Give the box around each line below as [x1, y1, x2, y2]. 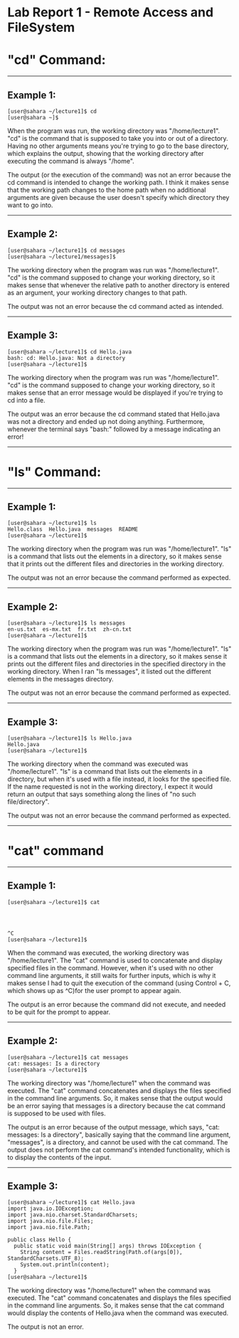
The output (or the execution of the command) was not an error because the [7, 170, 231, 179]
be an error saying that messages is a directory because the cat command [7, 1101, 225, 1110]
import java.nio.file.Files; [7, 1218, 94, 1225]
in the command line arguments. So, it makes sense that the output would [7, 1093, 223, 1103]
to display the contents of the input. [7, 1153, 112, 1162]
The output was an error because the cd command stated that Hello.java [7, 410, 221, 418]
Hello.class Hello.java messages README [7, 526, 139, 533]
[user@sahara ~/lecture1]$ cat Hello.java [7, 1199, 135, 1206]
